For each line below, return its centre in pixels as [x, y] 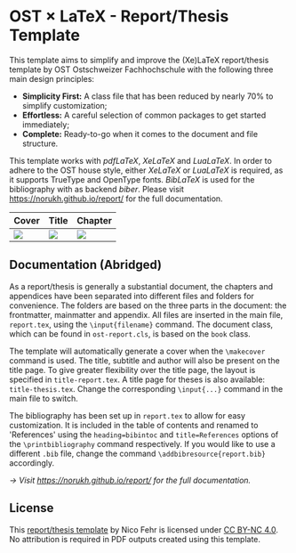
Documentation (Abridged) [86, 265]
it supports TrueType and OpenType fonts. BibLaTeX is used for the [132, 179]
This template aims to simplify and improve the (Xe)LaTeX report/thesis [139, 60]
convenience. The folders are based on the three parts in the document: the [148, 305]
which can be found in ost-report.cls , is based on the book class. [130, 333]
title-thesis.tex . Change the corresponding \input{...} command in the [146, 388]
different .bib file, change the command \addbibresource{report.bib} [138, 453]
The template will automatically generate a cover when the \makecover [137, 351]
